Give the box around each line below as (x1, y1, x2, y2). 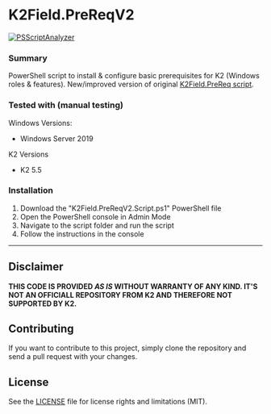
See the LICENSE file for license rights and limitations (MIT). (8, 397, 208, 407)
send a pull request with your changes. (8, 352, 138, 362)
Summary (8, 52, 48, 64)
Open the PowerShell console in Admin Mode (19, 211, 171, 221)
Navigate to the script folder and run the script (19, 220, 175, 230)
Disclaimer (8, 260, 64, 274)
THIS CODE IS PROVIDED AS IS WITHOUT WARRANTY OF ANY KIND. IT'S (8, 281, 258, 291)
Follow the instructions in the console (19, 228, 144, 239)
